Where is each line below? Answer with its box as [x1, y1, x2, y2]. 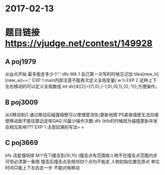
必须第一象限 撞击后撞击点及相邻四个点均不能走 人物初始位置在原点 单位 [13, 158, 160, 164]
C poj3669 [5, 139, 38, 147]
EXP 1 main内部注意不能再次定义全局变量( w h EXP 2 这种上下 [32, 77, 157, 83]
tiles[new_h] [133, 71, 159, 77]
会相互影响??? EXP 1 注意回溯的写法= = [5, 124, 85, 130]
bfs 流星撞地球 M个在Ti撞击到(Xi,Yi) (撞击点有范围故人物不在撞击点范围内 [5, 152, 154, 158]
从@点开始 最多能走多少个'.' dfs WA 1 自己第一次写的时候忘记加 [5, 71, 133, 77]
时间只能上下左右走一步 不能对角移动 [5, 165, 80, 171]
